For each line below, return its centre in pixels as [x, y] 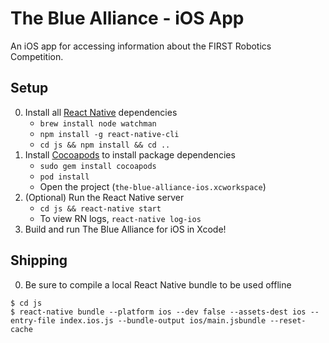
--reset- [288, 320]
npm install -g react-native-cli [109, 134]
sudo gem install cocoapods [98, 166]
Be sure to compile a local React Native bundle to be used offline [158, 284]
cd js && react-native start [100, 208]
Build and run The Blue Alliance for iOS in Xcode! [125, 229]
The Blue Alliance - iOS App [127, 18]
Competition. [37, 56]
